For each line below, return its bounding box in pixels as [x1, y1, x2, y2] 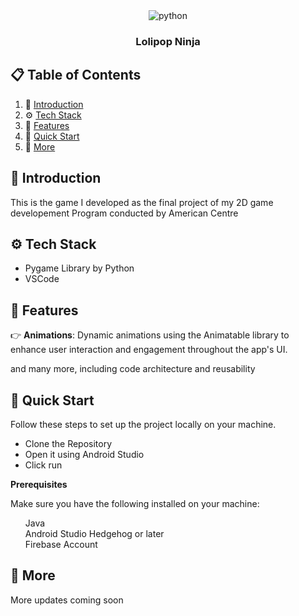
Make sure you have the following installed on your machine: [10, 497, 260, 509]
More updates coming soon [10, 594, 124, 606]
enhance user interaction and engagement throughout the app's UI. [10, 344, 288, 356]
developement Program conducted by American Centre [10, 207, 239, 219]
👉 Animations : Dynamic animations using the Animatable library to [10, 329, 290, 341]
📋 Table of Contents [10, 67, 142, 84]
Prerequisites [10, 478, 68, 490]
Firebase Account [24, 538, 98, 550]
